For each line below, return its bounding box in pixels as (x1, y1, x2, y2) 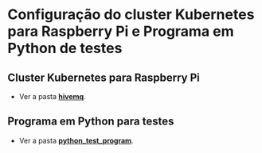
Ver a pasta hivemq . (18, 92, 86, 101)
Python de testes (7, 40, 123, 57)
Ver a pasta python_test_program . (18, 136, 134, 145)
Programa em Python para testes (7, 115, 174, 128)
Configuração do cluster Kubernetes (7, 6, 255, 24)
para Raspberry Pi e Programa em (7, 22, 234, 40)
